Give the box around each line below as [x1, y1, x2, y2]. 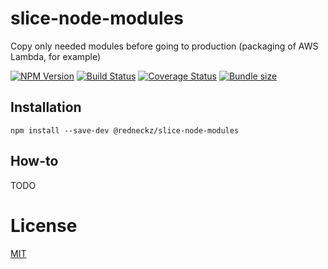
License [10, 214, 78, 237]
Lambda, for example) [10, 50, 102, 62]
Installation [10, 99, 82, 116]
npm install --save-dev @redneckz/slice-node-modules [10, 125, 240, 136]
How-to [10, 153, 59, 170]
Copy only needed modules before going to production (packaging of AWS [10, 40, 319, 52]
